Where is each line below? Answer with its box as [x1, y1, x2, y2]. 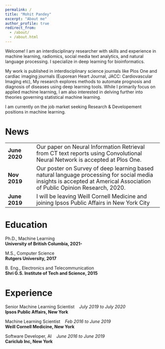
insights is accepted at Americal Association [36, 177, 151, 185]
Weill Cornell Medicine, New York [5, 323, 75, 329]
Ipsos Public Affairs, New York [5, 309, 69, 315]
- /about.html [9, 35, 38, 40]
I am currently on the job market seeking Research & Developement [5, 104, 142, 110]
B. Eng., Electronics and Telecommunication [5, 265, 94, 271]
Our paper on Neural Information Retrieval [36, 144, 145, 150]
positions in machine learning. [5, 109, 66, 115]
